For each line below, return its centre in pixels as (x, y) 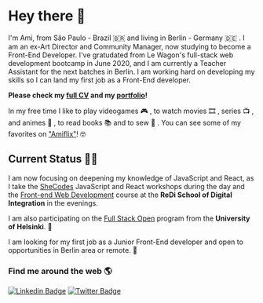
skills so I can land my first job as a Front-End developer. (99, 80)
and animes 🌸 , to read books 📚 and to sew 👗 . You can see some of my (125, 122)
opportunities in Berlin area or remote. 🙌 (73, 250)
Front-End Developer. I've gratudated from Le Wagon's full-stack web (121, 55)
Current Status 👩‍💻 (53, 159)
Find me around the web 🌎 (60, 271)
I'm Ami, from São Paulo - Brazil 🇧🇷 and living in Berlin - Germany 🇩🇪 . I (126, 38)
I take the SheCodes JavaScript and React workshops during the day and (126, 186)
